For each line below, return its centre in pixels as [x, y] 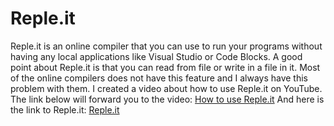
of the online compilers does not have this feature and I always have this [159, 78]
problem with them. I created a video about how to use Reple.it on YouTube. [166, 88]
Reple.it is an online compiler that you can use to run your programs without [166, 46]
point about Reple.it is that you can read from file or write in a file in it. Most [165, 67]
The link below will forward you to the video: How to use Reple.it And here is [167, 99]
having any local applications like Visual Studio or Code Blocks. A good [156, 56]
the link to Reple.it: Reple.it [65, 109]
